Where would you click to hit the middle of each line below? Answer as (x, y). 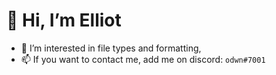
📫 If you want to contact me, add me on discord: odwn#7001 (143, 59)
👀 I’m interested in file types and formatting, (111, 48)
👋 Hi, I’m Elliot (64, 20)
